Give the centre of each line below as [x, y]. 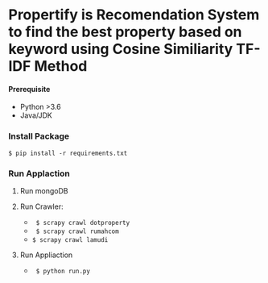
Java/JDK [36, 115]
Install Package [39, 136]
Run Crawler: [41, 206]
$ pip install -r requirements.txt [68, 153]
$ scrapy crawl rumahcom [77, 231]
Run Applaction [39, 173]
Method [61, 67]
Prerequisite [29, 89]
